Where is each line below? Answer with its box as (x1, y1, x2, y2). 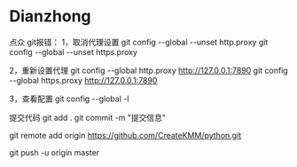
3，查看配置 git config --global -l (9, 93, 129, 104)
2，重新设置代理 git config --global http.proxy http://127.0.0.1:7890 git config (9, 65, 288, 76)
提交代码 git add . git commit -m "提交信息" (9, 112, 167, 123)
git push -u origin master (9, 147, 100, 157)
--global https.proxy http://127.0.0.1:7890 (9, 75, 158, 85)
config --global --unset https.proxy (9, 46, 138, 57)
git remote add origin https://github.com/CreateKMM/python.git (9, 130, 242, 140)
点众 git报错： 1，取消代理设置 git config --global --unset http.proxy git (9, 36, 269, 47)
